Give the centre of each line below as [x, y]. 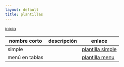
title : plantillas [24, 14]
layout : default [22, 10]
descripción [63, 41]
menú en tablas [26, 57]
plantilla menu [98, 57]
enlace [99, 41]
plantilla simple [99, 49]
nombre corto [26, 41]
